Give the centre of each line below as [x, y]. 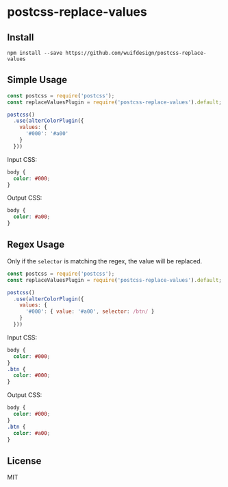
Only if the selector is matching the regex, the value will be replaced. [105, 261]
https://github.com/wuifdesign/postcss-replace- [136, 53]
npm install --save [35, 53]
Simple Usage [37, 80]
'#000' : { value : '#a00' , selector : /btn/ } [90, 312]
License [24, 461]
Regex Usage [36, 245]
